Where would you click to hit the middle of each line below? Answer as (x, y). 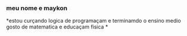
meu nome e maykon (37, 8)
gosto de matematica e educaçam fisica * (57, 27)
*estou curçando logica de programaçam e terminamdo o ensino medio (93, 21)
